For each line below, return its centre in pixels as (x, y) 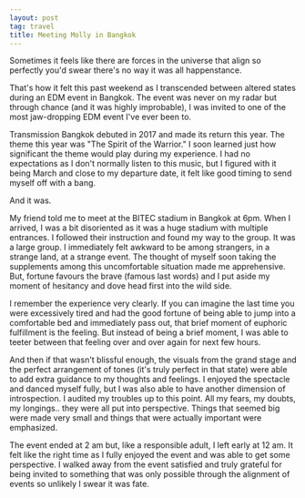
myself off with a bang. (53, 183)
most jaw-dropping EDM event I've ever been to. (101, 117)
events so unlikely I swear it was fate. (80, 484)
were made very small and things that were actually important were (136, 418)
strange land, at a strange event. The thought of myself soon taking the (143, 257)
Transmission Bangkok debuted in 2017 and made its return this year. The (147, 135)
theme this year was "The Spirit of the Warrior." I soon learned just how (143, 144)
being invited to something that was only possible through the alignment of (150, 474)
